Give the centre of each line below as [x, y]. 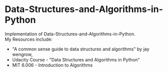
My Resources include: [29, 39]
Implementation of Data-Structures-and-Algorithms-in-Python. [70, 34]
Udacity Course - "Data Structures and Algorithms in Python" [76, 59]
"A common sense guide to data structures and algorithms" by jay [81, 49]
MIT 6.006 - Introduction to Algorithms [52, 65]
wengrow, [22, 54]
